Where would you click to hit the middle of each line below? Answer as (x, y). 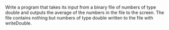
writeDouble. (18, 23)
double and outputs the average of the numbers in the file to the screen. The (85, 12)
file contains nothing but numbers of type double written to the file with (79, 18)
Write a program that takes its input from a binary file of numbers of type (81, 7)
